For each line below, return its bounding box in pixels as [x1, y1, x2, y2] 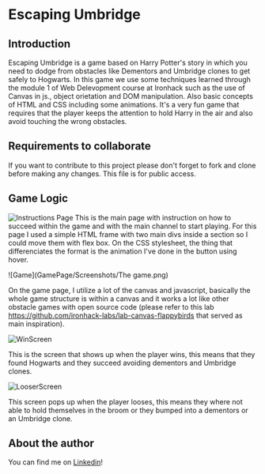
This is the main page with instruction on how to [74, 213, 232, 222]
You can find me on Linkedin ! [8, 457, 103, 467]
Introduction [8, 37, 71, 51]
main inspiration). [8, 318, 65, 329]
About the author [8, 437, 95, 450]
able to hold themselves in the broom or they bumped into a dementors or [8, 405, 249, 415]
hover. [8, 254, 29, 264]
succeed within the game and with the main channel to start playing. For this [8, 221, 257, 231]
